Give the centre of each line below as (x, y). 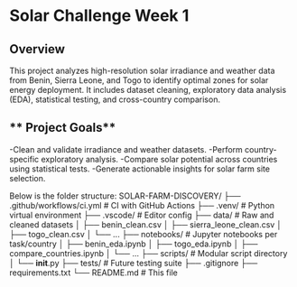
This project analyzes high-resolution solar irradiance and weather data (142, 70)
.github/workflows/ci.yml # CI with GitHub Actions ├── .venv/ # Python (142, 205)
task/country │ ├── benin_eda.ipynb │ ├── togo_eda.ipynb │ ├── (134, 244)
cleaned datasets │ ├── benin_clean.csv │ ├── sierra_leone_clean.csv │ (146, 224)
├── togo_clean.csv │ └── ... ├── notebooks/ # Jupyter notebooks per (144, 234)
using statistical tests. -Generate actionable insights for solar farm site (140, 169)
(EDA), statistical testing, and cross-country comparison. (115, 99)
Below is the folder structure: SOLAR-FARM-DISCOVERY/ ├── (125, 196)
